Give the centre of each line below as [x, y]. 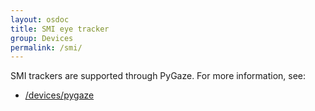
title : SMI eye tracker [60, 29]
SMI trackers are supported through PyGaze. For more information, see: [158, 76]
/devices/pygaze [59, 95]
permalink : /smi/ [46, 47]
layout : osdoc [40, 19]
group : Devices [42, 38]
